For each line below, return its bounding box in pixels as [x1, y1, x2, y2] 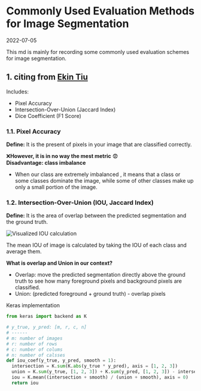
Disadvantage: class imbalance [6, 159, 86, 166]
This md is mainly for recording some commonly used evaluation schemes [6, 48, 190, 55]
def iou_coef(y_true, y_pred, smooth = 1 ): [6, 357, 117, 363]
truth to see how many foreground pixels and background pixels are [14, 277, 182, 285]
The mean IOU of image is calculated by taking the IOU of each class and [6, 241, 187, 249]
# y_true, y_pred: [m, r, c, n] [6, 325, 87, 331]
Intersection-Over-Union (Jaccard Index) [14, 106, 116, 113]
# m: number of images [6, 335, 63, 341]
